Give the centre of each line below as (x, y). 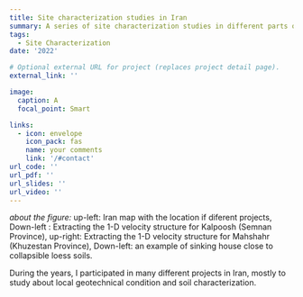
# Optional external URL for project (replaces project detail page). (145, 67)
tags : (19, 34)
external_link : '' (44, 76)
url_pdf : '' (32, 175)
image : (22, 92)
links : (22, 125)
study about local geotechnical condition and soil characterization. (133, 283)
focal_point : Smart (54, 109)
